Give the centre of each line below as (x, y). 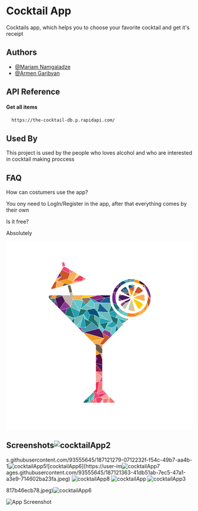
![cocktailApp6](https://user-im (84, 466)
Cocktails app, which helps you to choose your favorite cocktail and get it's (98, 27)
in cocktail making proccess (40, 159)
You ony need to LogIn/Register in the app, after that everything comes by (97, 203)
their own (18, 210)
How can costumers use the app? (47, 192)
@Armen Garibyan (37, 73)
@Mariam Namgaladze (43, 67)
